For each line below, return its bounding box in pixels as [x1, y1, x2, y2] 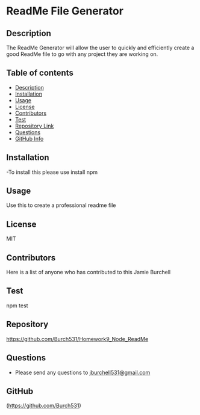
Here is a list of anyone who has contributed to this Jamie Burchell [6, 269, 170, 276]
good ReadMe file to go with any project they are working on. [6, 51, 158, 58]
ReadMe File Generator [6, 4, 123, 18]
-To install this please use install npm [6, 168, 98, 176]
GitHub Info [14, 135, 44, 142]
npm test [6, 302, 28, 309]
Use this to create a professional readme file [6, 201, 116, 209]
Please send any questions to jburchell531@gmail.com [14, 369, 151, 376]
